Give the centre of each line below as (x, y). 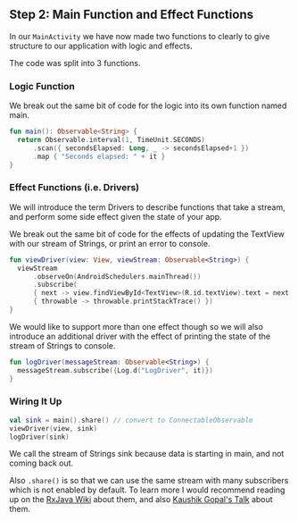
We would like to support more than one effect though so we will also (136, 326)
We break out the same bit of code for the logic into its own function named (148, 105)
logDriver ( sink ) (39, 437)
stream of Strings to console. (62, 345)
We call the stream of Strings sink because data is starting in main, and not (147, 454)
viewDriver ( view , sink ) (54, 428)
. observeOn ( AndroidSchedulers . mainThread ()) (117, 276)
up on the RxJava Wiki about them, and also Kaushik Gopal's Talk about (141, 500)
